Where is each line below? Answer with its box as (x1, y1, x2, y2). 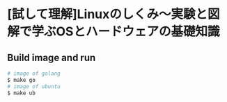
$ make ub (7, 90, 36, 96)
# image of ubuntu (7, 83, 61, 90)
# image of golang (7, 70, 61, 77)
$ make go (7, 76, 36, 83)
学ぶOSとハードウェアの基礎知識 (31, 24, 220, 40)
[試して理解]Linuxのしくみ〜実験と (7, 6, 208, 22)
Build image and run (7, 51, 96, 63)
